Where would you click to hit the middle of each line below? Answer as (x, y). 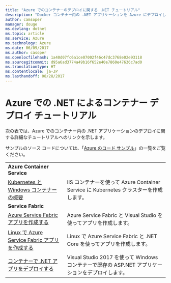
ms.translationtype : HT (31, 67)
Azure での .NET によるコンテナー (77, 103)
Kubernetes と (25, 182)
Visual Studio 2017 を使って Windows (112, 257)
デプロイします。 (108, 272)
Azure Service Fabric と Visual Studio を (115, 215)
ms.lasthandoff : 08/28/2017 (35, 76)
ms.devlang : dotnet (26, 29)
